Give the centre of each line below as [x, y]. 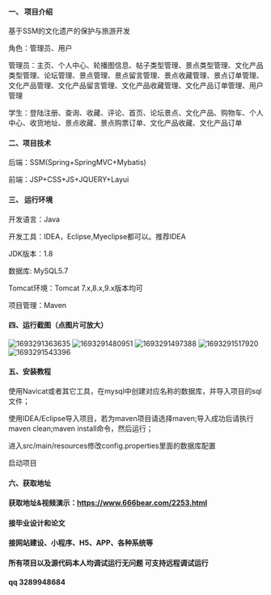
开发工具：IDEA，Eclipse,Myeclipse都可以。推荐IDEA [97, 236]
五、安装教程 [30, 372]
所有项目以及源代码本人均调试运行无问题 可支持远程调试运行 [108, 563]
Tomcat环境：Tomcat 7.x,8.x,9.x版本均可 [76, 288]
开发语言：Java [34, 219]
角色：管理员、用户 [40, 49]
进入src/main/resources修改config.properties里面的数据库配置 [112, 446]
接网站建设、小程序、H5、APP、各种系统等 [81, 543]
